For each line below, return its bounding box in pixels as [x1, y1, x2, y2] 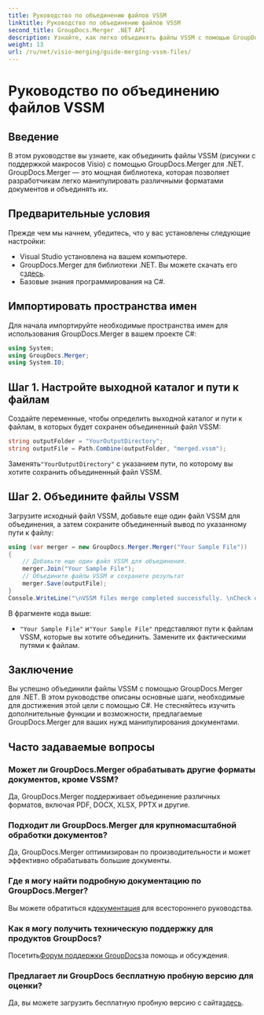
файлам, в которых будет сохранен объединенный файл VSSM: [8, 422, 222, 432]
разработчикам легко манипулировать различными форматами [8, 176, 224, 185]
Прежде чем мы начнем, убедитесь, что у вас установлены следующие [8, 228, 251, 237]
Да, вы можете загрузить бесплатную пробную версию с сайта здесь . [8, 998, 244, 1008]
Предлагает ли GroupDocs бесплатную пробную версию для [8, 970, 254, 981]
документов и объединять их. [8, 184, 108, 194]
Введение [8, 130, 60, 143]
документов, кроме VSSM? [8, 773, 119, 784]
